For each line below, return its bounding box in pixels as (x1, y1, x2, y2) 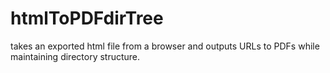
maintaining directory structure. (10, 50, 141, 62)
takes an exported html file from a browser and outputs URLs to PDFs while (10, 40, 320, 52)
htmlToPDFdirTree (10, 7, 164, 30)
